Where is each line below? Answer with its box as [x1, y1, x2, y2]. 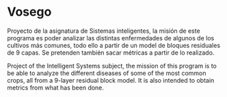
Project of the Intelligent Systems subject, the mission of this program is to [7, 61, 217, 70]
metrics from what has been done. [7, 83, 105, 92]
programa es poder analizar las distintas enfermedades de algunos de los [7, 33, 215, 42]
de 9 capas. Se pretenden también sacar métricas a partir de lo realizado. [7, 48, 215, 57]
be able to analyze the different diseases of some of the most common [7, 69, 206, 77]
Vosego [7, 4, 52, 20]
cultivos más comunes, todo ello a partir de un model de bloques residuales [7, 41, 221, 49]
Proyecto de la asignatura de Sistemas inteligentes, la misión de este [7, 27, 200, 35]
